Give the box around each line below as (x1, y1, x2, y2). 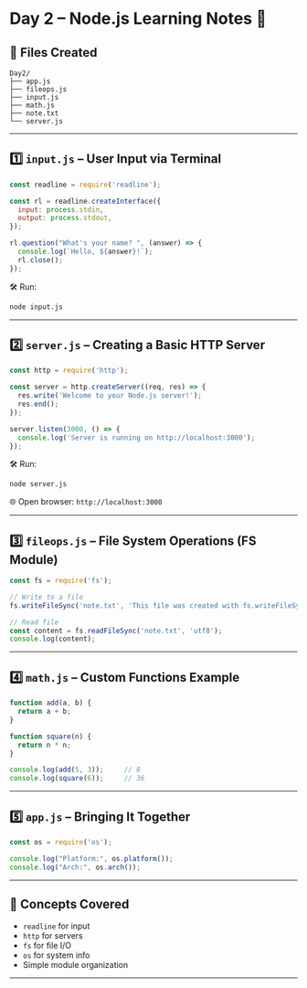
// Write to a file (9, 592, 84, 601)
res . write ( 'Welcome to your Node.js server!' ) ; (17, 391, 203, 400)
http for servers (22, 930, 84, 941)
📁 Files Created (9, 45, 98, 60)
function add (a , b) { (9, 698, 92, 707)
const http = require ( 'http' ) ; (9, 366, 129, 376)
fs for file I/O (22, 940, 72, 951)
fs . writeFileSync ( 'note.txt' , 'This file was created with (9, 600, 239, 611)
